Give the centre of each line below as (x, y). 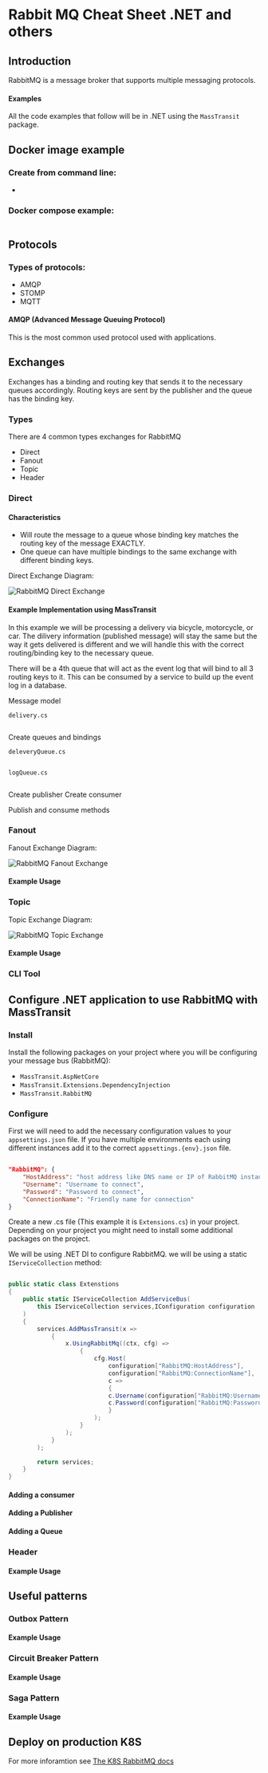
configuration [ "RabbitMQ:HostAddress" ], (176, 1366)
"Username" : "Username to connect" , (84, 1184)
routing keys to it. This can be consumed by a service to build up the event (131, 676)
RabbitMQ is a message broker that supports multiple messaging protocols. (132, 80)
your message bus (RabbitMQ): (59, 1060)
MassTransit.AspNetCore (59, 1077)
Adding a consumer (41, 1495)
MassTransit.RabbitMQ (55, 1093)
